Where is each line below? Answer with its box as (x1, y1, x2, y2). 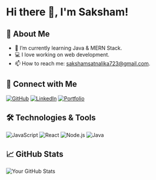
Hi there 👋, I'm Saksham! (6, 5, 128, 19)
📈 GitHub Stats (6, 149, 64, 159)
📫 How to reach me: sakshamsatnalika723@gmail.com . (14, 60, 151, 67)
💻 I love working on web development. (14, 51, 110, 58)
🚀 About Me (6, 29, 50, 39)
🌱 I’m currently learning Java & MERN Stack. (14, 44, 122, 51)
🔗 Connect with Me (6, 79, 78, 89)
